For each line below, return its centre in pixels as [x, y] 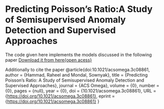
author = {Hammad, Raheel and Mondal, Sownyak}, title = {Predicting [76, 75]
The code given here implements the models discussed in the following [78, 54]
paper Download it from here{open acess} [49, 60]
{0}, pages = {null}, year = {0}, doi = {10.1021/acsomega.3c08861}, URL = [81, 91]
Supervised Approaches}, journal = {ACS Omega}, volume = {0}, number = [82, 85]
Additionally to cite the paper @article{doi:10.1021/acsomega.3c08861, [77, 69]
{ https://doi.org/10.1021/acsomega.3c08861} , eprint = [60, 96]
